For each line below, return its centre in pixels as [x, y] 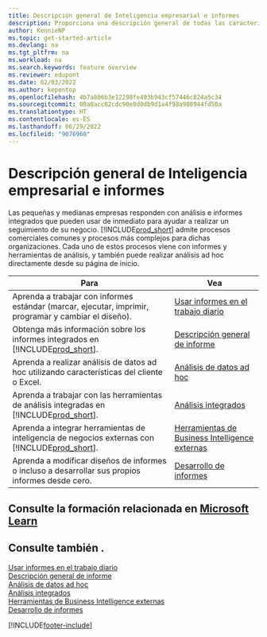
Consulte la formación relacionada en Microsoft [128, 508]
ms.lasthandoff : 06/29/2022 [55, 127]
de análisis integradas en [59, 404]
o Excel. [27, 381]
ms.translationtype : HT [48, 112]
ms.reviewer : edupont [44, 75]
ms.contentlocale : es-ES [49, 119]
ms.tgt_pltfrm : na [39, 53]
